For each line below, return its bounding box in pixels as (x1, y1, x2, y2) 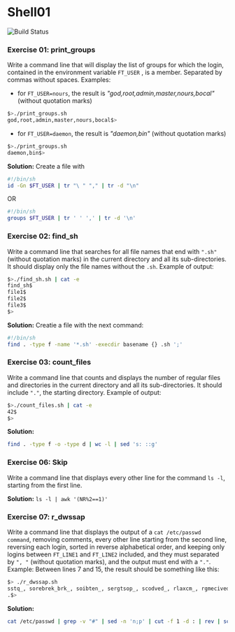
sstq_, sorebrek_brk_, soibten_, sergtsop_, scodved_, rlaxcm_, (7, 585, 199, 592)
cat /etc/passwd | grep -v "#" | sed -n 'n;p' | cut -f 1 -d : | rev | (7, 617, 221, 625)
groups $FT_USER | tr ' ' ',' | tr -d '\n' (7, 215, 136, 222)
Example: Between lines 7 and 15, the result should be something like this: (7, 565, 220, 573)
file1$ (7, 288, 27, 296)
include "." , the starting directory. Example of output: (7, 388, 162, 396)
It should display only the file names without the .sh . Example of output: (7, 262, 215, 270)
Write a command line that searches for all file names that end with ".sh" (7, 247, 218, 255)
